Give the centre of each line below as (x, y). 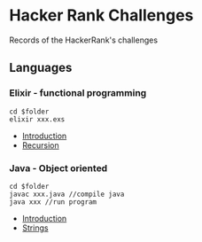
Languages (41, 68)
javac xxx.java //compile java (67, 194)
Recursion (40, 145)
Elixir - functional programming (78, 93)
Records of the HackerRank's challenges (83, 40)
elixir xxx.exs (37, 119)
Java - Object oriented (58, 168)
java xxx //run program (53, 202)
